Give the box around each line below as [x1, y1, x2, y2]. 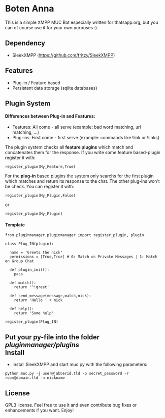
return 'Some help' [14, 311, 54, 316]
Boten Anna [5, 3, 54, 14]
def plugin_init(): [9, 267, 50, 272]
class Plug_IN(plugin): [5, 241, 54, 247]
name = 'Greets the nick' [9, 250, 63, 255]
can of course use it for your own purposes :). [5, 24, 99, 30]
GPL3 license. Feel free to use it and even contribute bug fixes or [5, 402, 137, 408]
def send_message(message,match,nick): [9, 293, 92, 299]
